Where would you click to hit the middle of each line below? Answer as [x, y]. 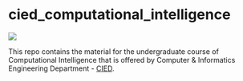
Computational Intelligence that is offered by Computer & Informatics [122, 60]
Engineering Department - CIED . [61, 68]
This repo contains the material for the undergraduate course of [113, 51]
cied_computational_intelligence [119, 15]
